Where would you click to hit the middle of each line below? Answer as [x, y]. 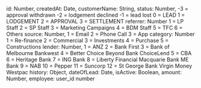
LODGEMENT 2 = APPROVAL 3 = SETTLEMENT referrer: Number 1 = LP [95, 21]
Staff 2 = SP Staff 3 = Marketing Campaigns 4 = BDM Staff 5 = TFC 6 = [94, 28]
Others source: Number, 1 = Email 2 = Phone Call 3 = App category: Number [100, 34]
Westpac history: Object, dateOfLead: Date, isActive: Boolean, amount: [94, 72]
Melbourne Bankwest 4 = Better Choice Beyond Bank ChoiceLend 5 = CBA [99, 53]
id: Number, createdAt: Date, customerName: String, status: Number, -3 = [97, 9]
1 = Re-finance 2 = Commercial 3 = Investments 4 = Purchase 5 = [88, 40]
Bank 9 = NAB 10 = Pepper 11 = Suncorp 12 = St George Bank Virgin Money [99, 66]
